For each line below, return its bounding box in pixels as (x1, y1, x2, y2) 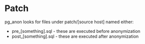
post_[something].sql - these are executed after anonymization (11, 33, 139, 39)
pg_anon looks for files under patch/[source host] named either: (4, 19, 134, 25)
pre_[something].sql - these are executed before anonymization (11, 28, 141, 34)
